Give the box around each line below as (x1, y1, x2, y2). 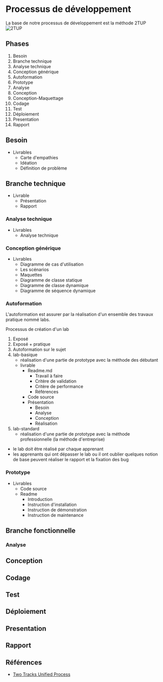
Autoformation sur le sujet (12, 347, 66, 353)
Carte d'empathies (20, 154, 58, 160)
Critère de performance (35, 384, 84, 390)
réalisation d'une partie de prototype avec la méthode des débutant (20, 357, 158, 363)
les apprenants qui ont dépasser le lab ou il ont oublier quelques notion (12, 451, 158, 457)
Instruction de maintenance (27, 512, 84, 518)
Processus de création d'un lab (5, 326, 69, 332)
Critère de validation (35, 378, 77, 384)
